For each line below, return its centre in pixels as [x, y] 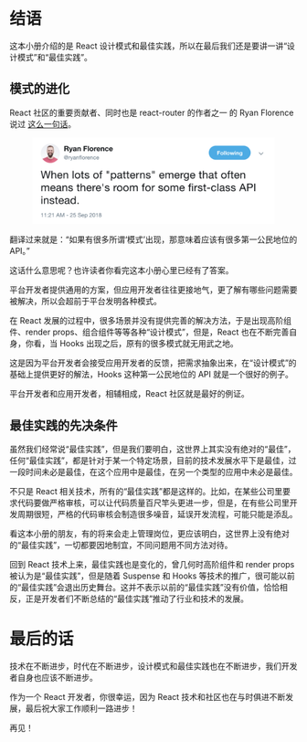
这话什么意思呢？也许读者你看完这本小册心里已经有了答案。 [122, 270]
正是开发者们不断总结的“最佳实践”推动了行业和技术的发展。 [137, 599]
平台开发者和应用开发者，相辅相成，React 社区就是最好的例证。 [129, 394]
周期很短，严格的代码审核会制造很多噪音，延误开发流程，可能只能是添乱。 [157, 514]
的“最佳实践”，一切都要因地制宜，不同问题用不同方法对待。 [121, 546]
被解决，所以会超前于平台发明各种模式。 [85, 302]
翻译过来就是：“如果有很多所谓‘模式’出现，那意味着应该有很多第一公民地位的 [153, 239]
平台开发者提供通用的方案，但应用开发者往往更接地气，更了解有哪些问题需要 [153, 290]
